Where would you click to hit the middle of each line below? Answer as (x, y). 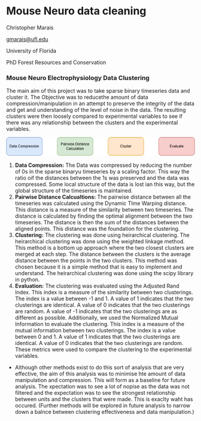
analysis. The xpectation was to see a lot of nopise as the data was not (102, 386)
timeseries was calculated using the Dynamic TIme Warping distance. (100, 203)
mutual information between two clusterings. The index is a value (95, 330)
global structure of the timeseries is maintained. (74, 190)
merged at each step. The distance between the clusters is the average (103, 254)
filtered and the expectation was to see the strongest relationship (95, 392)
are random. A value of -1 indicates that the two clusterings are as (96, 311)
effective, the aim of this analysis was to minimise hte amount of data (100, 373)
